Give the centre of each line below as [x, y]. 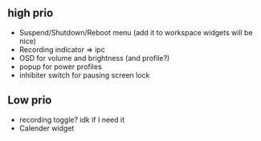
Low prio [30, 101]
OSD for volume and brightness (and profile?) [94, 58]
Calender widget [47, 128]
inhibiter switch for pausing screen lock [84, 75]
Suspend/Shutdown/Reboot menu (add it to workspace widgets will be [136, 32]
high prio [31, 13]
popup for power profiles [60, 66]
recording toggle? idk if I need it [72, 119]
